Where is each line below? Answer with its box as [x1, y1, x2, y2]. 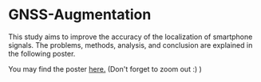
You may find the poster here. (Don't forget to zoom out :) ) [8, 64, 202, 73]
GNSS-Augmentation [8, 6, 152, 24]
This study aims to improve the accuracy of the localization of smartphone [8, 32, 253, 41]
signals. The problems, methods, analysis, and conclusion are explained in [8, 40, 253, 49]
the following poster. [8, 49, 76, 58]
